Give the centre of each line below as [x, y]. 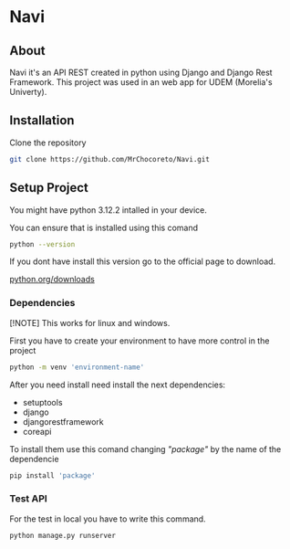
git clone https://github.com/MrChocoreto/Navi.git [109, 159]
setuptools [42, 402]
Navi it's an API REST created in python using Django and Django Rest [141, 72]
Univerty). [28, 92]
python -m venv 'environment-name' [77, 367]
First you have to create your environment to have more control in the [140, 341]
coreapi [37, 431]
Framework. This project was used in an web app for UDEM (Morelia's [141, 82]
